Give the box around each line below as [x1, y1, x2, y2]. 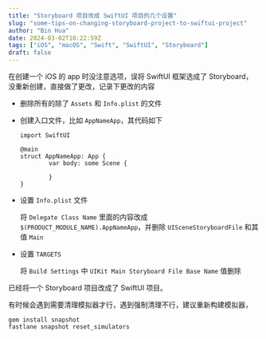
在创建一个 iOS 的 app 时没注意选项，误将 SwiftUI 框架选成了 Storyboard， [8, 72, 253, 81]
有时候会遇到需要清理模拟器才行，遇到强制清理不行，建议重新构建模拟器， [8, 300, 252, 309]
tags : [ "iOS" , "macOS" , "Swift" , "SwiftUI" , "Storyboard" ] [8, 41, 209, 49]
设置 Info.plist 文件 [19, 195, 88, 204]
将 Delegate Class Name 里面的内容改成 [19, 212, 148, 222]
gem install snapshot [8, 316, 80, 324]
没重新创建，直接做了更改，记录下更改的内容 [8, 81, 155, 91]
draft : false [8, 49, 52, 57]
